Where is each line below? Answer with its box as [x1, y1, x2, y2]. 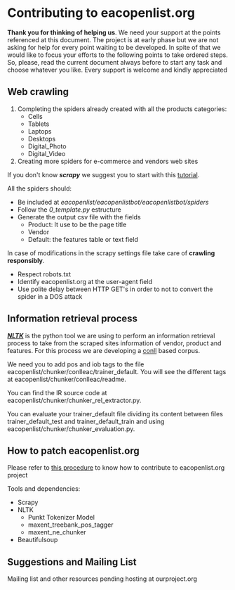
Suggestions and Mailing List [7, 556, 137, 567]
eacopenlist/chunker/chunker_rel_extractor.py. [7, 396, 142, 404]
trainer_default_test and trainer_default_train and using [7, 417, 165, 425]
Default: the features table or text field [27, 235, 138, 243]
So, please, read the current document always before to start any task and [7, 58, 222, 66]
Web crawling [7, 86, 69, 98]
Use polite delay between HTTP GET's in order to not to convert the [17, 285, 213, 293]
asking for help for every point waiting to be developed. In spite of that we [7, 43, 221, 51]
